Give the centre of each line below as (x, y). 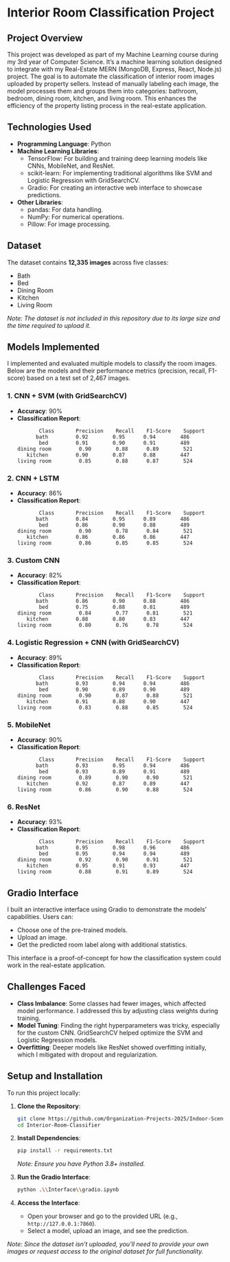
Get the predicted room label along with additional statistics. (102, 945)
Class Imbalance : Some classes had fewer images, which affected (111, 1003)
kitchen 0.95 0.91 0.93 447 (108, 866)
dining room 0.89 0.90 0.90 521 (105, 777)
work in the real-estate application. (57, 965)
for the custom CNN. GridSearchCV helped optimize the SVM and (110, 1032)
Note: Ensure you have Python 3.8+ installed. (81, 1164)
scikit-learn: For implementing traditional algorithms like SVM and (120, 173)
